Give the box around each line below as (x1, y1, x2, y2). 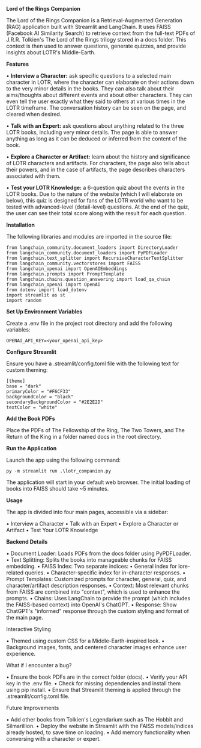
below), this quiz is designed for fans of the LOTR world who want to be (6, 197, 184, 204)
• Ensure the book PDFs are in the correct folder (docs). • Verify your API (6, 673, 188, 680)
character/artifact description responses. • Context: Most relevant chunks (6, 582, 189, 589)
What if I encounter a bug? (6, 662, 72, 668)
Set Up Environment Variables (6, 308, 83, 315)
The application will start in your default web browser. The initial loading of (6, 479, 191, 486)
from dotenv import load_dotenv (6, 287, 87, 293)
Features (6, 60, 29, 68)
